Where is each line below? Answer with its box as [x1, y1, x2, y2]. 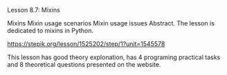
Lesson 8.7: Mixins [7, 6, 60, 14]
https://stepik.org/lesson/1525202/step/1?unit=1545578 [7, 40, 165, 47]
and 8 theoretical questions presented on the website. [7, 61, 161, 68]
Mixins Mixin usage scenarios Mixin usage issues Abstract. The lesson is [7, 19, 215, 27]
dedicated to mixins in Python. [7, 27, 94, 34]
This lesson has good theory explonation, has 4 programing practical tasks [7, 53, 221, 61]
